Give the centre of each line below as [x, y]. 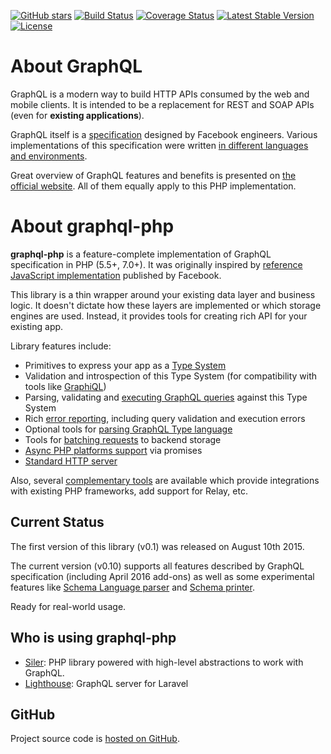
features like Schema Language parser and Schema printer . [132, 587]
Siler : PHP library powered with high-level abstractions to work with [164, 662]
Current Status [57, 522]
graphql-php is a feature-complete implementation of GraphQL [141, 254]
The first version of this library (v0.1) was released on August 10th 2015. [157, 546]
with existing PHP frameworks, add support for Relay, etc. [129, 491]
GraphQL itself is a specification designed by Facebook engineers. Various [164, 134]
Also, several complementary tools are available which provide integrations [165, 480]
